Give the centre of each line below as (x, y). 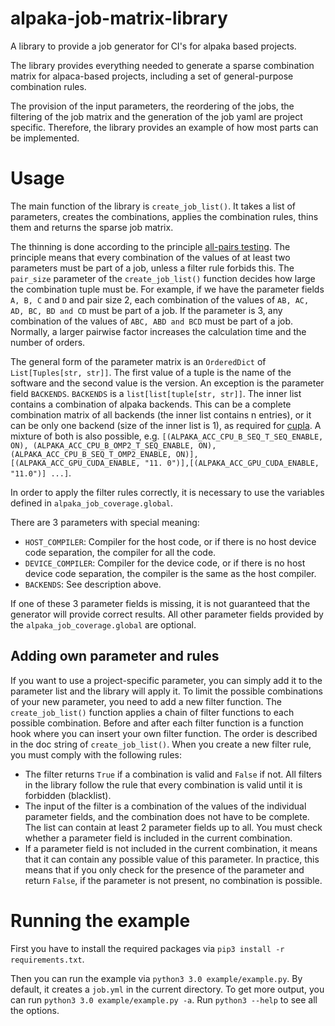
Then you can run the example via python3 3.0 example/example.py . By (156, 978)
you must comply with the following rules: (96, 754)
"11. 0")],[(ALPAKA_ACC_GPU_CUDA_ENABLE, (232, 463)
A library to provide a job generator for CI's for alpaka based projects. (153, 46)
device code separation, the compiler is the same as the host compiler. (170, 573)
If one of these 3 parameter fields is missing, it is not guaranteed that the (160, 603)
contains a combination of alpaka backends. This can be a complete (151, 404)
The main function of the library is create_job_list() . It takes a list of (153, 206)
